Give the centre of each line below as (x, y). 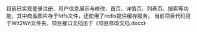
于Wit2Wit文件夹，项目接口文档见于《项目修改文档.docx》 (76, 23)
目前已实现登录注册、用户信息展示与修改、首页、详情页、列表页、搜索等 (95, 8)
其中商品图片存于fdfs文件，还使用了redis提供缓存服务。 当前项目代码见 (104, 16)
